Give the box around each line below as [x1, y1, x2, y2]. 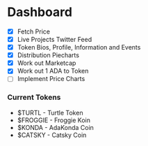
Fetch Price [17, 27, 51, 36]
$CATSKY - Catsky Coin [17, 131, 87, 139]
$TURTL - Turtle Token [17, 108, 83, 117]
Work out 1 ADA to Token [17, 67, 89, 75]
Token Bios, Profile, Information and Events [17, 43, 141, 52]
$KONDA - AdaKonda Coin [17, 123, 94, 131]
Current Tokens [7, 92, 61, 102]
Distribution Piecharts [17, 51, 80, 59]
